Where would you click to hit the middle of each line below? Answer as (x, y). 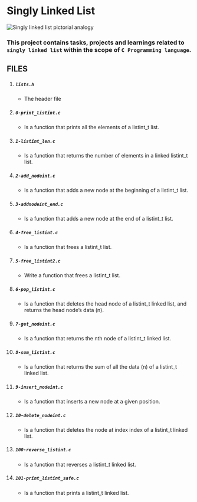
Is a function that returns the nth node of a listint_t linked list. (98, 338)
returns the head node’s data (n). (64, 310)
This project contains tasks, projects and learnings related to (96, 42)
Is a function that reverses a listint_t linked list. (80, 464)
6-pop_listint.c (35, 289)
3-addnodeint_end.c (39, 204)
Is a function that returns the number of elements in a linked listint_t (106, 156)
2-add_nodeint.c (35, 176)
